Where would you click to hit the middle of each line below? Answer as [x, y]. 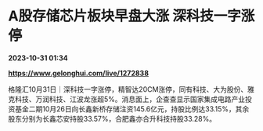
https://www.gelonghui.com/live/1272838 [79, 73]
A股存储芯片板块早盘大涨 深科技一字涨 [131, 16]
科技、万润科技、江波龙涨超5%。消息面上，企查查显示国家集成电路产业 [130, 99]
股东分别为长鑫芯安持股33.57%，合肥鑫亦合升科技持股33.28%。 [112, 118]
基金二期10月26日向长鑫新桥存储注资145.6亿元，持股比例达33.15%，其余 [132, 109]
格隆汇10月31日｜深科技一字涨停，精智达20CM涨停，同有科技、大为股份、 [128, 89]
